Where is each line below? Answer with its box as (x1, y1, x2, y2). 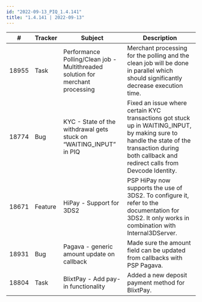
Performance (63, 48, 100, 56)
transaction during (127, 144, 179, 152)
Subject (81, 34, 104, 42)
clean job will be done (127, 58, 189, 67)
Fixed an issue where (127, 99, 188, 107)
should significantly (127, 73, 182, 82)
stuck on (63, 132, 88, 141)
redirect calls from (127, 159, 179, 167)
